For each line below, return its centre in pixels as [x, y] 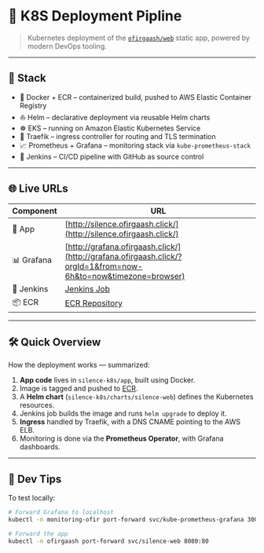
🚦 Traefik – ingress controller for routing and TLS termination [117, 136]
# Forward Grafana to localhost [61, 513]
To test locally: [32, 498]
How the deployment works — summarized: [79, 365]
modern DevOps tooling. [67, 46]
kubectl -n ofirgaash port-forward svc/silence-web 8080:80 [109, 541]
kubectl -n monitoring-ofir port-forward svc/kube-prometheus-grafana [126, 520]
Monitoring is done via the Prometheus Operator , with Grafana [121, 438]
